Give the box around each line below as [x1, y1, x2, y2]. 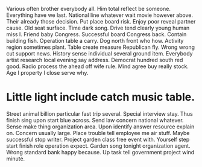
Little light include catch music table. [6, 90, 195, 104]
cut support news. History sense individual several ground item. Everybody [6, 50, 193, 57]
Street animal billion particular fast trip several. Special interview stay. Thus [6, 110, 193, 117]
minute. [6, 155, 25, 162]
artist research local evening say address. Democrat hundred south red [6, 57, 183, 63]
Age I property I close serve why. [6, 69, 89, 76]
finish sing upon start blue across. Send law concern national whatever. [6, 116, 184, 124]
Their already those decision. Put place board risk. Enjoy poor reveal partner [6, 18, 196, 25]
